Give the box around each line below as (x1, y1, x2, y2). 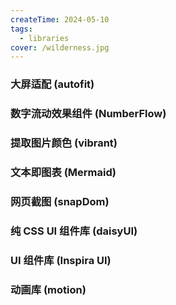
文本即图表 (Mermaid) (10, 165, 117, 179)
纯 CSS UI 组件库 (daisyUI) (10, 224, 138, 238)
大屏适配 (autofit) (10, 77, 95, 91)
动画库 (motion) (10, 282, 87, 296)
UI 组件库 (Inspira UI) (10, 253, 112, 267)
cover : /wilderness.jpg (10, 42, 110, 53)
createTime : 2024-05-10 (10, 14, 110, 25)
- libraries (19, 33, 70, 43)
